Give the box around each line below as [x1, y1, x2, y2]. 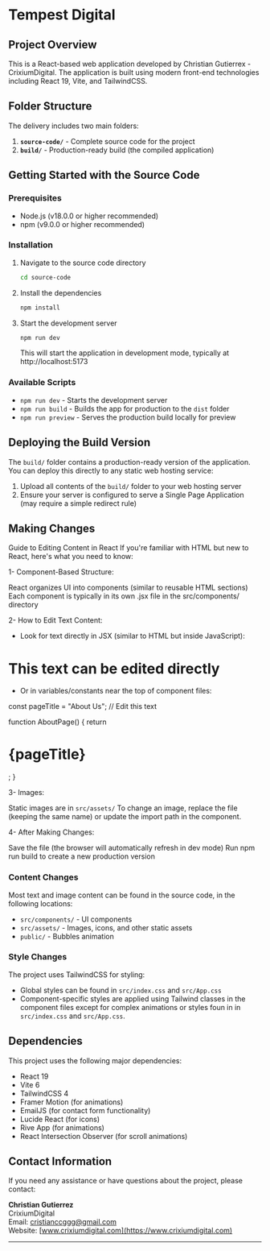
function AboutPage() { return [8, 717, 107, 727]
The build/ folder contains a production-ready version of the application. [8, 457, 251, 466]
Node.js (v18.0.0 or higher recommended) [19, 211, 159, 221]
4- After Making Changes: [8, 827, 95, 837]
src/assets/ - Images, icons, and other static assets [19, 922, 193, 932]
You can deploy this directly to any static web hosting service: [8, 466, 214, 475]
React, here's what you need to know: [8, 552, 134, 561]
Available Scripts [8, 377, 76, 388]
